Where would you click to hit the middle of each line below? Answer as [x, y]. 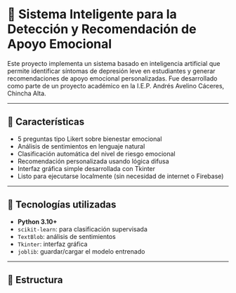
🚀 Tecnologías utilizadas [62, 205]
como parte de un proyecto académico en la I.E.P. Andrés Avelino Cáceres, [116, 86]
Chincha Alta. [27, 93]
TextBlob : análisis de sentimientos [66, 236]
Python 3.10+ [37, 222]
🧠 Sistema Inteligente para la [92, 14]
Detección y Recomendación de [102, 29]
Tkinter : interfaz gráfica [52, 244]
